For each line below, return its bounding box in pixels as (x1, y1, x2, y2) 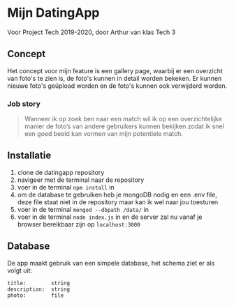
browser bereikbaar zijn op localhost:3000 (17, 220, 141, 228)
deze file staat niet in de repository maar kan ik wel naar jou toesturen (17, 197, 219, 206)
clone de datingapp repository (17, 168, 105, 176)
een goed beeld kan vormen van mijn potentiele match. (24, 130, 184, 138)
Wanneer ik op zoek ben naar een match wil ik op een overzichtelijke (24, 115, 222, 123)
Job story (7, 99, 41, 109)
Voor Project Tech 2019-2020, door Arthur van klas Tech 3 (7, 28, 176, 36)
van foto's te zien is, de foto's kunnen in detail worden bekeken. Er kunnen (7, 74, 222, 82)
